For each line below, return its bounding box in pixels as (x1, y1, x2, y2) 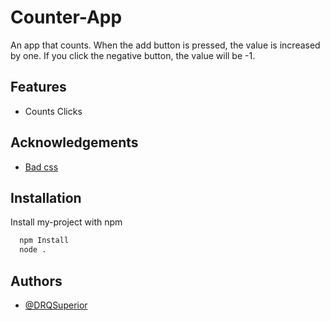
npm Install (19, 236, 70, 246)
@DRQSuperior (24, 299, 88, 311)
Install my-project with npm (10, 216, 123, 228)
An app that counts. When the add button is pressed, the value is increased (10, 39, 321, 51)
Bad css (24, 161, 59, 173)
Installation (10, 189, 82, 206)
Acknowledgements (10, 134, 139, 151)
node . (19, 245, 47, 255)
